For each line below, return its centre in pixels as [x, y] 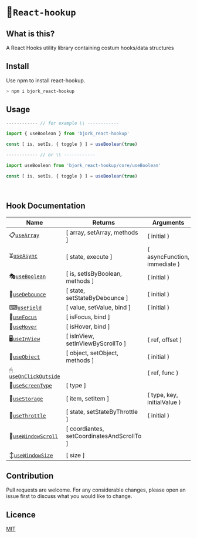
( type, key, [163, 395]
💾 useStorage [26, 398]
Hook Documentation [46, 206]
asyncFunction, [168, 256]
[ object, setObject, [92, 353]
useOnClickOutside [35, 376]
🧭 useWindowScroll [34, 436]
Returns [104, 222]
